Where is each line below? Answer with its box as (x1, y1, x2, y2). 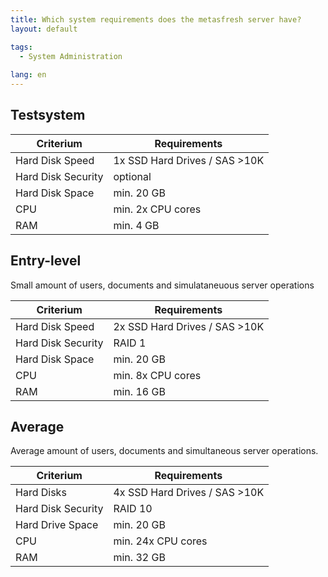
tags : (10, 42, 33, 52)
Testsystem (10, 107, 86, 124)
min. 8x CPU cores (113, 368, 202, 382)
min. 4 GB (113, 218, 160, 232)
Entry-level (10, 252, 82, 270)
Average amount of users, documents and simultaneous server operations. (10, 445, 319, 457)
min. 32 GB (113, 551, 166, 565)
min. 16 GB (113, 384, 166, 398)
